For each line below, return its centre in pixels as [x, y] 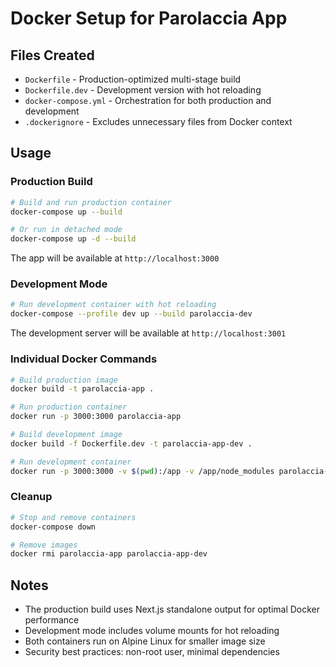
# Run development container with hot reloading [113, 305]
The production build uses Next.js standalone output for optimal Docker [172, 609]
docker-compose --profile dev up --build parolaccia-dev [131, 314]
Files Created [52, 55]
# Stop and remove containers [73, 517]
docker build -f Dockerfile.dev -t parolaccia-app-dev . [131, 443]
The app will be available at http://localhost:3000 [115, 258]
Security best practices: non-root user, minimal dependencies [152, 652]
